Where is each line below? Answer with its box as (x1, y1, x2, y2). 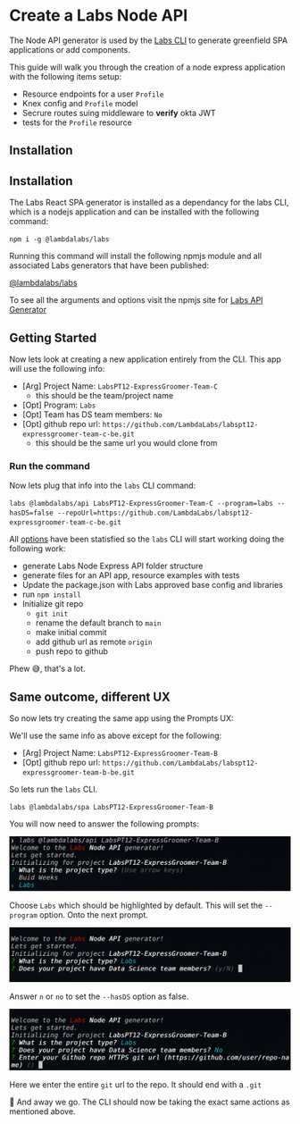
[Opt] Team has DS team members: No (21, 408, 162, 420)
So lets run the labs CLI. (9, 784, 98, 795)
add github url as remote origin (35, 636, 153, 648)
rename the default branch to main (35, 617, 162, 628)
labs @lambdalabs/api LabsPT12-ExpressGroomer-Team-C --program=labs (9, 499, 274, 508)
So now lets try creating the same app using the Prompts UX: (9, 713, 234, 724)
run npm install (21, 589, 82, 600)
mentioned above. (9, 1106, 76, 1117)
